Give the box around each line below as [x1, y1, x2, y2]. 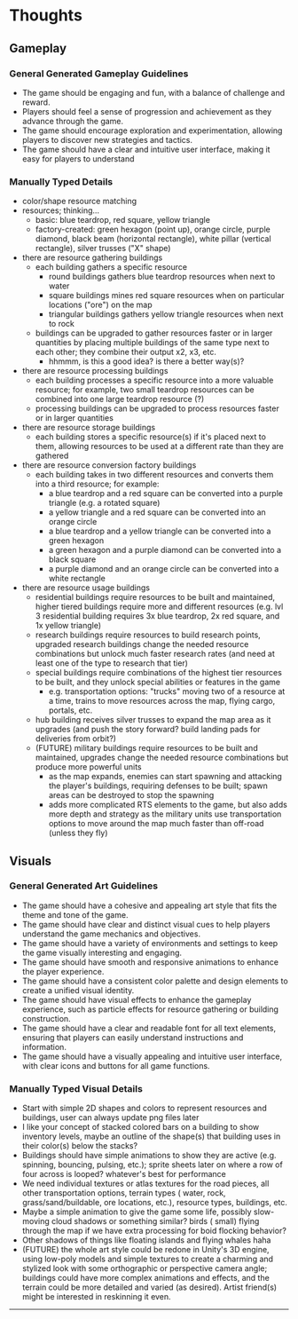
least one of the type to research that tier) [35, 658, 189, 668]
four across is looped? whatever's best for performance [21, 1169, 226, 1180]
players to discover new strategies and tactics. [21, 134, 193, 145]
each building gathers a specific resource [35, 262, 188, 272]
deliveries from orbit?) [35, 733, 117, 744]
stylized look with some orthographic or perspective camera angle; [21, 1263, 268, 1274]
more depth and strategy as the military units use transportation [48, 809, 282, 819]
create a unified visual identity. [21, 984, 135, 995]
